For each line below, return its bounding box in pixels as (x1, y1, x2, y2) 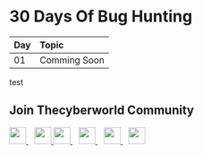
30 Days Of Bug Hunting (9, 6, 193, 27)
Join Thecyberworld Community (9, 103, 195, 118)
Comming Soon (39, 54, 105, 66)
